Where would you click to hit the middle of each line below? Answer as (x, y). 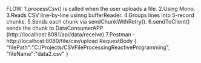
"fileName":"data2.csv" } (37, 54)
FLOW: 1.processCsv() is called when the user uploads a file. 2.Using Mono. (101, 9)
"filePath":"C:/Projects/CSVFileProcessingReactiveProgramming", (88, 47)
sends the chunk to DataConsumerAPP (55, 28)
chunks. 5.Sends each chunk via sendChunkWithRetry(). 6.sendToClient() (98, 22)
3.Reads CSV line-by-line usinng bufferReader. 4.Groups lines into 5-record (100, 15)
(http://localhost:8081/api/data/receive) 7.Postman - (71, 35)
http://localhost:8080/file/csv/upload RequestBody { (71, 41)
